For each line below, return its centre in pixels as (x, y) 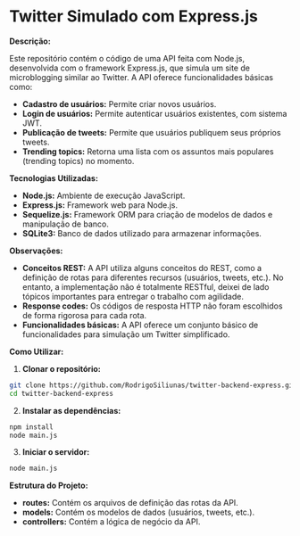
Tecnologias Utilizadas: (54, 178)
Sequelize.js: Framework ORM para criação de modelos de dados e (147, 214)
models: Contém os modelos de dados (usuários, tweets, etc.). (138, 512)
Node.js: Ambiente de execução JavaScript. (104, 195)
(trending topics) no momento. (78, 161)
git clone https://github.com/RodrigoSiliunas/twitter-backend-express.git (153, 385)
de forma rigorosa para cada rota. (84, 315)
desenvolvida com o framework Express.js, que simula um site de (129, 68)
